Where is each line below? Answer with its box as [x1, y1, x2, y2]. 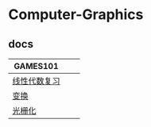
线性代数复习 [12, 75, 61, 87]
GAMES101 [14, 61, 59, 71]
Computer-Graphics [8, 6, 144, 24]
